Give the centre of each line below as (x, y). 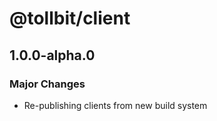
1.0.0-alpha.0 (52, 55)
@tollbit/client (70, 18)
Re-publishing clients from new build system (115, 105)
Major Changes (47, 84)
